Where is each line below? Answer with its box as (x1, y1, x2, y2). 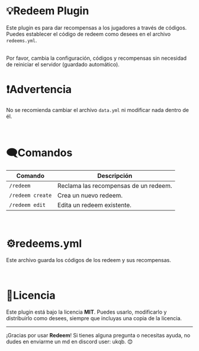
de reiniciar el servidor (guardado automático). (6, 60, 120, 68)
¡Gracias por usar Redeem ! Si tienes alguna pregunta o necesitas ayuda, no (6, 331, 191, 339)
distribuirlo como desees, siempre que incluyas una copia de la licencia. (6, 314, 182, 321)
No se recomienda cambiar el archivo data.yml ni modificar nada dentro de (6, 106, 190, 113)
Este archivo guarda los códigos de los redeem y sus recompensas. (6, 256, 172, 263)
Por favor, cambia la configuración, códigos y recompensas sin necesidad (6, 55, 187, 62)
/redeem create (9, 192, 52, 199)
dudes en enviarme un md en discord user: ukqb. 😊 (6, 338, 133, 345)
